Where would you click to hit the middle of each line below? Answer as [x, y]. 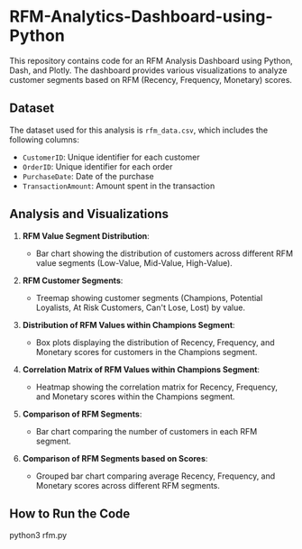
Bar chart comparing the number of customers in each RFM [146, 431]
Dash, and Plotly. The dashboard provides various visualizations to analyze [148, 70]
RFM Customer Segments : [73, 280]
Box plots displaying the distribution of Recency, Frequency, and [155, 342]
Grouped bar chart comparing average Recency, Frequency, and [156, 476]
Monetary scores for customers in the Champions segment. [146, 352]
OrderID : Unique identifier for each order [97, 166]
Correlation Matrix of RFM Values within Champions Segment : [141, 369]
